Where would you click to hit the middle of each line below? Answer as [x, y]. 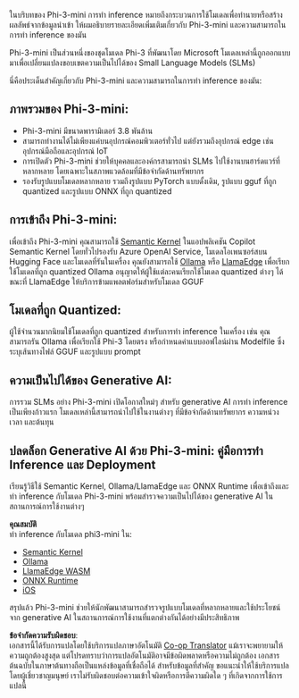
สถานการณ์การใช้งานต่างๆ [47, 507]
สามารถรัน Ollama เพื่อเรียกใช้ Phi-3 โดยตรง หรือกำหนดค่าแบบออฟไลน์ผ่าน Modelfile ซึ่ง [147, 341]
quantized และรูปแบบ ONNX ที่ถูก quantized [97, 191]
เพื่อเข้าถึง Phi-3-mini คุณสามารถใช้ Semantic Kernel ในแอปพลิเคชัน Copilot [133, 241]
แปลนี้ [18, 685]
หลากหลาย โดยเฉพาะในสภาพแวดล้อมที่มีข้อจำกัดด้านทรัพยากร [113, 171]
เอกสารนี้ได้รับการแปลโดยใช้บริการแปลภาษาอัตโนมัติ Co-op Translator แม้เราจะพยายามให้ [146, 645]
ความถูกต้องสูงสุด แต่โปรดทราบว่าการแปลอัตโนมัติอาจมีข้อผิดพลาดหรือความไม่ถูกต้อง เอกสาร [145, 656]
